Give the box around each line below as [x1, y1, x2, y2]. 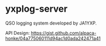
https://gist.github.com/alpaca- [31, 30, 97, 36]
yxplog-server [5, 3, 68, 15]
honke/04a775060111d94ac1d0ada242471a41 [5, 35, 101, 41]
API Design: [5, 30, 30, 36]
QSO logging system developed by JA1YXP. [5, 20, 97, 26]
